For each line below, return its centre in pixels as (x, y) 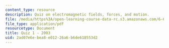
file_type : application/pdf (35, 24)
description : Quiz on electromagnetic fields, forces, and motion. (77, 14)
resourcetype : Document (30, 28)
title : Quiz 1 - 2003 (28, 33)
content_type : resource (30, 10)
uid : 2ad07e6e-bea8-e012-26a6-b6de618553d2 (52, 38)
